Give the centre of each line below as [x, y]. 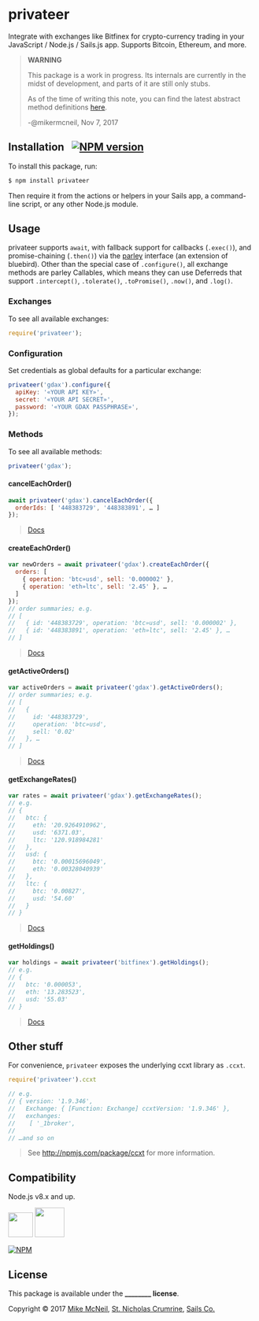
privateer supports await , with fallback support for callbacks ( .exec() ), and [130, 248]
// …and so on [31, 1138]
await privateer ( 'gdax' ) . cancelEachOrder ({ [81, 500]
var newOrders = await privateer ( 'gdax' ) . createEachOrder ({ [109, 564]
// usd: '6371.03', [47, 832]
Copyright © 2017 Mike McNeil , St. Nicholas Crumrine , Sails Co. [111, 1309]
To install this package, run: [53, 166]
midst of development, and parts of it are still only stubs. [119, 83]
